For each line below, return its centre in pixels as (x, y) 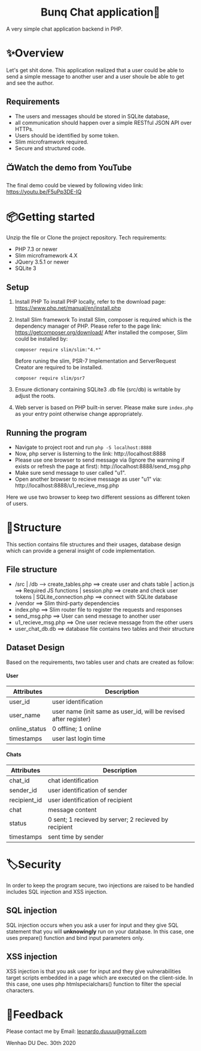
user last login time (79, 738)
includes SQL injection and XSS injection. (57, 891)
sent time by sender (76, 837)
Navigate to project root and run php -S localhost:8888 (83, 447)
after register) (71, 718)
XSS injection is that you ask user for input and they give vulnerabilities (94, 971)
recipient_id (26, 800)
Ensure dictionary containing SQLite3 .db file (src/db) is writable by (98, 390)
